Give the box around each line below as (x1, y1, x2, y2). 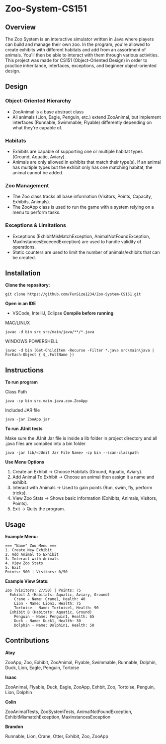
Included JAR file (5, 407, 40, 413)
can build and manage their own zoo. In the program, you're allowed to (5, 41, 150, 47)
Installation (5, 269, 41, 277)
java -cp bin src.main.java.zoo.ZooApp (5, 398, 88, 403)
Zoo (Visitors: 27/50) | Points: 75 (5, 588, 81, 593)
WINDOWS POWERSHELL (5, 338, 59, 345)
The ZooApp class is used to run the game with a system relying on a (12, 204, 154, 210)
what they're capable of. (12, 124, 63, 130)
